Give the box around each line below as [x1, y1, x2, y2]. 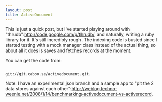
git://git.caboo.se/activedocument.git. [5, 71, 92, 76]
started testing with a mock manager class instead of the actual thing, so [5, 42, 156, 48]
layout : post [5, 7, 33, 13]
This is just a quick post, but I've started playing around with [5, 26, 130, 32]
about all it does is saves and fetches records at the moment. [5, 47, 132, 54]
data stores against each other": [5, 85, 72, 91]
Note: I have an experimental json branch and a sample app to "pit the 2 [5, 80, 154, 86]
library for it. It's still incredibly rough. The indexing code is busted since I [5, 36, 157, 43]
